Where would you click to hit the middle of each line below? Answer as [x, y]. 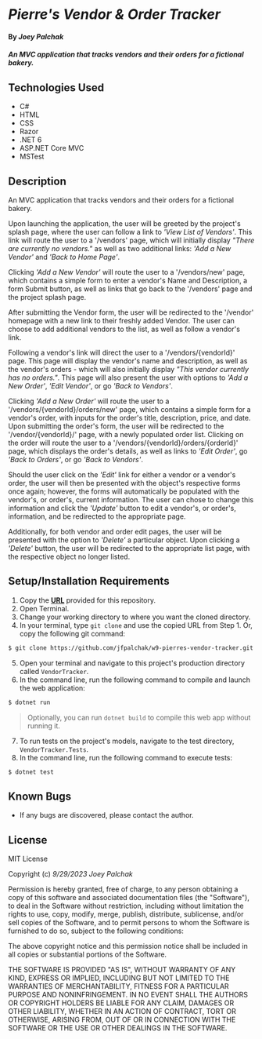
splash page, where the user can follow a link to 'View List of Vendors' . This [130, 232]
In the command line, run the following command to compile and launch [135, 680]
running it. [44, 725]
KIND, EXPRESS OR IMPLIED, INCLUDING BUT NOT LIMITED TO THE [119, 978]
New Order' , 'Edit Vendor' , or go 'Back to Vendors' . [91, 386]
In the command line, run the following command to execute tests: [126, 757]
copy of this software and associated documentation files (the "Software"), [129, 898]
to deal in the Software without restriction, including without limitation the [126, 906]
